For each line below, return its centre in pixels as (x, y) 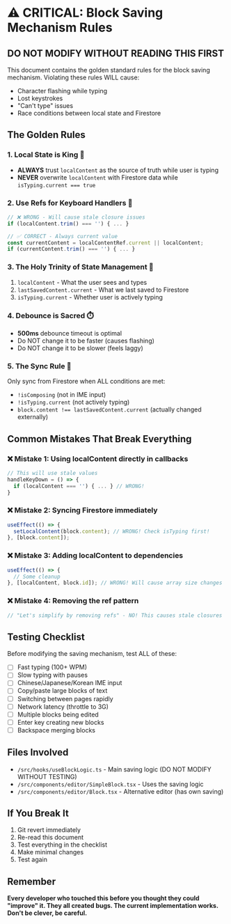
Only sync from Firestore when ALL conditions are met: (86, 382)
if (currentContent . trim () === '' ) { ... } (71, 249)
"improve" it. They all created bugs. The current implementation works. (113, 906)
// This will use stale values (53, 473)
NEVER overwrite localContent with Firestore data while (98, 177)
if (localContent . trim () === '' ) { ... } (68, 224)
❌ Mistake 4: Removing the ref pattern (73, 601)
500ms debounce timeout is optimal (70, 333)
